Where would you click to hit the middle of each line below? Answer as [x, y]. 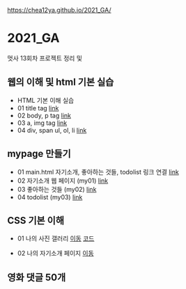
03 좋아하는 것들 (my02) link [57, 189]
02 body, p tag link [44, 115]
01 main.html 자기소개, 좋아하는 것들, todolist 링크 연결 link [98, 172]
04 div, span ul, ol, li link [52, 130]
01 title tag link [38, 108]
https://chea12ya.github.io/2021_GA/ [59, 10]
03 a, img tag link [42, 123]
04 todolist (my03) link [50, 197]
